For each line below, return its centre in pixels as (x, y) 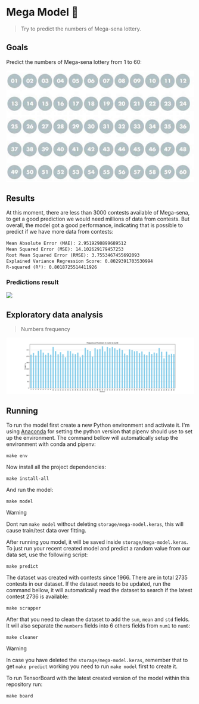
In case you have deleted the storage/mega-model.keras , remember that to (97, 660)
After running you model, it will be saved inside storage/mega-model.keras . (97, 542)
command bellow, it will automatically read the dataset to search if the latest (99, 590)
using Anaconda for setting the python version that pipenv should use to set (99, 431)
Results (21, 198)
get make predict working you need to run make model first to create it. (92, 666)
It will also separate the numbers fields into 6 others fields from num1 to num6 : (98, 626)
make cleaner (22, 638)
